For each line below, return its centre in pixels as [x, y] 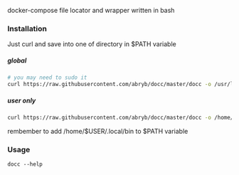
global [17, 60]
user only [22, 100]
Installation [27, 28]
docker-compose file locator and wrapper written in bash [91, 10]
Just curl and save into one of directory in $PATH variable [92, 44]
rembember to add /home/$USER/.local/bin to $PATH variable [98, 131]
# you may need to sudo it [47, 78]
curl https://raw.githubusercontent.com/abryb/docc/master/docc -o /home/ [121, 117]
